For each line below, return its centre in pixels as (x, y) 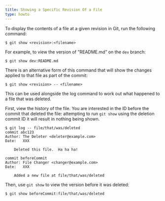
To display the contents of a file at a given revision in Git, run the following (80, 28)
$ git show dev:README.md (32, 61)
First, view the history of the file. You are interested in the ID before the (77, 108)
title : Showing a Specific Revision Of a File (54, 10)
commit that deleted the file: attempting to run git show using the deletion (80, 114)
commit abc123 (20, 132)
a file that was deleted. (28, 99)
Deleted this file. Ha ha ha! (46, 149)
